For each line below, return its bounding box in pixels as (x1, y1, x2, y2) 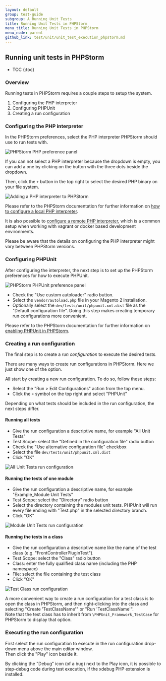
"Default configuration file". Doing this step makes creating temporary (12, 307, 155, 313)
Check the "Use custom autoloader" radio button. (12, 291, 114, 298)
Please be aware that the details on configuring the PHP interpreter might (5, 238, 155, 244)
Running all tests (5, 417, 41, 423)
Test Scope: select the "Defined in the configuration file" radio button (12, 439, 154, 445)
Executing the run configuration (5, 629, 84, 636)
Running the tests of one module (5, 475, 74, 481)
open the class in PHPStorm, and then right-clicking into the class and (5, 601, 148, 607)
